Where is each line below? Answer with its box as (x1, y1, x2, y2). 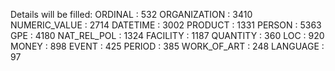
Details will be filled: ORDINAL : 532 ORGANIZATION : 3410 (10, 9, 253, 20)
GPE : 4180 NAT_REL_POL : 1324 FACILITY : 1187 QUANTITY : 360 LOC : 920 (10, 30, 325, 41)
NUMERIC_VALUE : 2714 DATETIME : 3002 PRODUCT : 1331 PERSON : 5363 (10, 19, 322, 31)
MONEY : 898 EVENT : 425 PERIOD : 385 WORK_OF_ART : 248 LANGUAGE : (10, 40, 325, 52)
